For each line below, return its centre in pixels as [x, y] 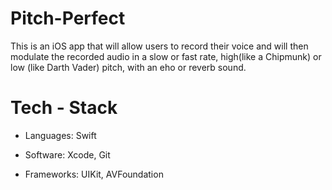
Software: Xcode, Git [67, 154]
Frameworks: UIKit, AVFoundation [94, 174]
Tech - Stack [64, 108]
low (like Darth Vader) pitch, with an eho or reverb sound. [128, 67]
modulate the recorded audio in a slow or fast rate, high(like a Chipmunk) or [166, 56]
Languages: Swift [60, 135]
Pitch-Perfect [68, 18]
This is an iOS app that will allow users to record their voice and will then [159, 46]
